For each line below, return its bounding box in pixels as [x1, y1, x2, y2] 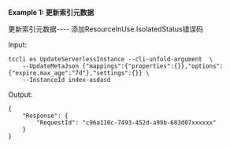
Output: [8, 90, 33, 99]
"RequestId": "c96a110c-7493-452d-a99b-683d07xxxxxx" [36, 119, 217, 127]
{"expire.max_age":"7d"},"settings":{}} [8, 69, 143, 77]
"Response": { [22, 112, 69, 120]
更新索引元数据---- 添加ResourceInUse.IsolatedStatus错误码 [8, 24, 203, 34]
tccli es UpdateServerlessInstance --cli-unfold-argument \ [8, 55, 213, 63]
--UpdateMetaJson [22, 62, 80, 70]
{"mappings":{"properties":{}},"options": [82, 62, 224, 70]
